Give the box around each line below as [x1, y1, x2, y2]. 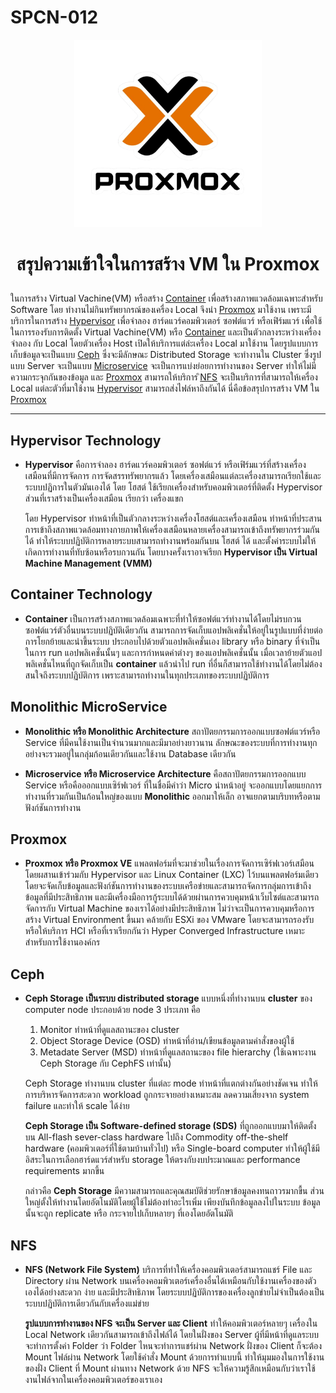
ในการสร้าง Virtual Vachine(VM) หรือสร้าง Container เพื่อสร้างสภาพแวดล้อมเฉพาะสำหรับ [10, 292, 323, 305]
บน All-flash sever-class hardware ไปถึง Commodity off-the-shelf [24, 1131, 289, 1143]
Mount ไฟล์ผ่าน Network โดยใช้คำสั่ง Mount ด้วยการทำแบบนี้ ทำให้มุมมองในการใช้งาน [24, 1351, 325, 1363]
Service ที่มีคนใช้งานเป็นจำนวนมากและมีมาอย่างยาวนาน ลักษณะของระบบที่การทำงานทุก [24, 736, 318, 748]
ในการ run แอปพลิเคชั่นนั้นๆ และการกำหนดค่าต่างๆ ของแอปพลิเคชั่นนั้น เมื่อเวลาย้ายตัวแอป [24, 646, 323, 658]
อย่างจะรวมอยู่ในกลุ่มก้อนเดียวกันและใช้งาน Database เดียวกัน [24, 747, 237, 760]
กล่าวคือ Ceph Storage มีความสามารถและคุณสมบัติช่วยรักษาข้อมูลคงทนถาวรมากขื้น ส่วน [24, 1185, 325, 1197]
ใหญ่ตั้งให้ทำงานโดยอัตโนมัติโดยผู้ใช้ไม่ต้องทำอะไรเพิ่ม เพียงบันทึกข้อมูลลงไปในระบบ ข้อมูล [24, 1196, 321, 1208]
